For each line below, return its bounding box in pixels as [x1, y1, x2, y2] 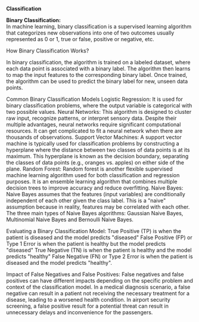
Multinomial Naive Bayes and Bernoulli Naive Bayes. [6, 216, 134, 223]
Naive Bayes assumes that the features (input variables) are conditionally [6, 191, 186, 197]
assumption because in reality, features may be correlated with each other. [6, 203, 190, 210]
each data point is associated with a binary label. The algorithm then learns [6, 65, 191, 72]
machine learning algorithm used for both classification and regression [6, 172, 180, 178]
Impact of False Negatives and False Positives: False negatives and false [6, 271, 184, 278]
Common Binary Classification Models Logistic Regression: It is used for [6, 95, 184, 103]
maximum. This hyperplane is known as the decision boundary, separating [6, 153, 189, 160]
